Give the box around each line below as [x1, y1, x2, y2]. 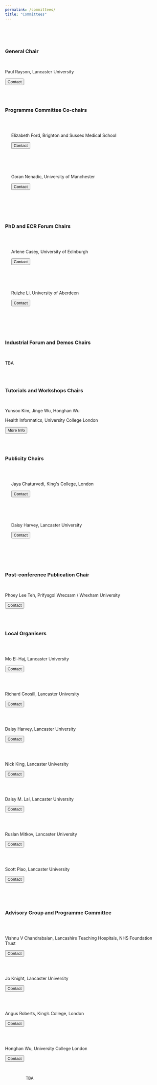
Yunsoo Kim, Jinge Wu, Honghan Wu [5, 407, 80, 413]
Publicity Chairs [5, 455, 44, 462]
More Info [7, 428, 25, 433]
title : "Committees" [5, 12, 47, 17]
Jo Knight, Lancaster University [5, 975, 68, 982]
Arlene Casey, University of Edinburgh [11, 249, 89, 255]
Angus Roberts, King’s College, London [5, 1011, 84, 1017]
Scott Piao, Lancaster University [5, 866, 70, 872]
